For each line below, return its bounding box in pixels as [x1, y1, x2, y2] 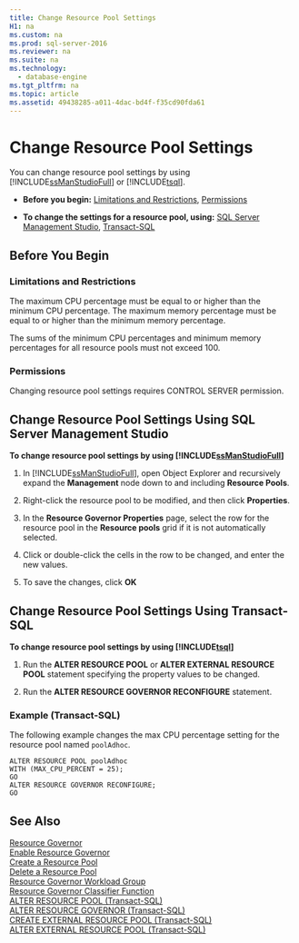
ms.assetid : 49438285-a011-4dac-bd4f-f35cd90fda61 [9, 97, 205, 107]
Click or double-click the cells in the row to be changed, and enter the [22, 550, 284, 561]
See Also [9, 813, 61, 829]
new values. [22, 560, 68, 571]
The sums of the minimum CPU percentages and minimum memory [9, 333, 262, 343]
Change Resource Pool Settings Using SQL [9, 412, 256, 427]
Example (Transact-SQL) [9, 709, 121, 721]
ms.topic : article [9, 89, 79, 98]
